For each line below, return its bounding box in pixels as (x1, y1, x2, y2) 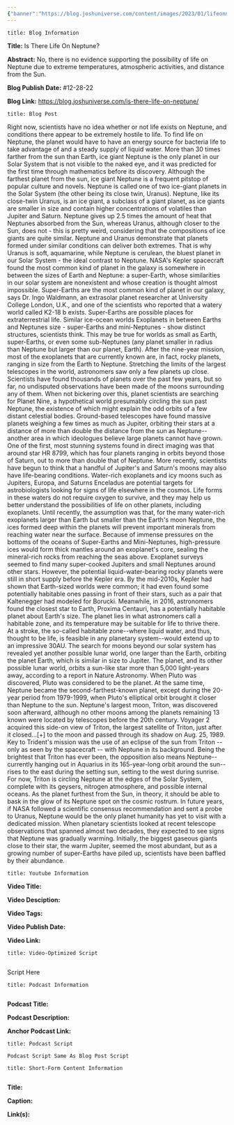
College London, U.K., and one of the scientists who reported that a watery (7, 301, 222, 309)
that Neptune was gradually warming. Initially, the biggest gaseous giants (7, 834, 218, 843)
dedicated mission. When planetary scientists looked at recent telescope (7, 819, 216, 827)
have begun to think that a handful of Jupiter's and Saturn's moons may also (7, 463, 227, 471)
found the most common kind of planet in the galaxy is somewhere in (7, 263, 205, 272)
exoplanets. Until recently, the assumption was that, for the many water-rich (7, 508, 225, 516)
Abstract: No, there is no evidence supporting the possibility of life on (7, 55, 209, 63)
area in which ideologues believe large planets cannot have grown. (31, 434, 223, 442)
